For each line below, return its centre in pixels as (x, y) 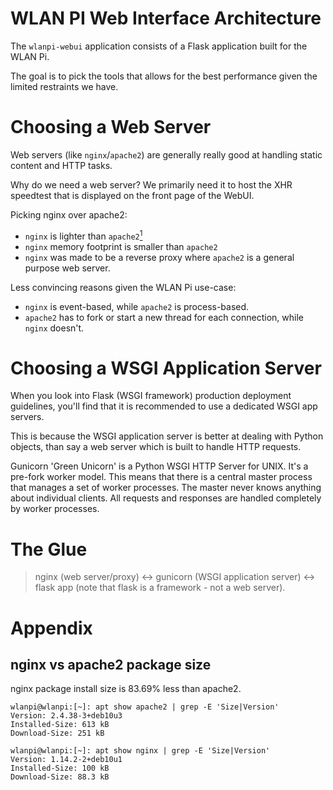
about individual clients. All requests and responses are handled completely (166, 498)
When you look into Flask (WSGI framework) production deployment (151, 396)
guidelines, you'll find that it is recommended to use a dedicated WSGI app (164, 406)
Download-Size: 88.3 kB (60, 777)
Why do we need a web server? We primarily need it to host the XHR (151, 184)
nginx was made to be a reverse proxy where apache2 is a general (159, 257)
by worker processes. (55, 509)
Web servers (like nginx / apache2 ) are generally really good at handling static (166, 154)
